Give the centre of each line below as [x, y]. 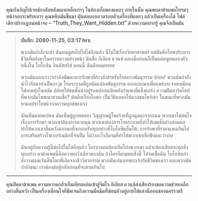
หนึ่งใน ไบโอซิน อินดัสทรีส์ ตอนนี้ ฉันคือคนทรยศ [67, 65]
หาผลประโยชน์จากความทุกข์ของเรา [54, 103]
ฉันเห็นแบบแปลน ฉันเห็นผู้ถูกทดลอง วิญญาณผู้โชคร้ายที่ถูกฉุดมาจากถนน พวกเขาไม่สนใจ [106, 115]
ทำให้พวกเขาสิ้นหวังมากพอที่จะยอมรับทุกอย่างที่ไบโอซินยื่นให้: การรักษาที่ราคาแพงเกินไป [105, 128]
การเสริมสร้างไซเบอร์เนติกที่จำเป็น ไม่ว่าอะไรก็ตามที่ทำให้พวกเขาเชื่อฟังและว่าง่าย [97, 135]
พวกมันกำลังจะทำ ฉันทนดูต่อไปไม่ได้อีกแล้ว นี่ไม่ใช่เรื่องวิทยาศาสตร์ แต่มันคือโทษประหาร [105, 52]
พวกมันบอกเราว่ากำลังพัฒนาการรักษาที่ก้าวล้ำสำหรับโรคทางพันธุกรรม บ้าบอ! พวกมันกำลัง [106, 77]
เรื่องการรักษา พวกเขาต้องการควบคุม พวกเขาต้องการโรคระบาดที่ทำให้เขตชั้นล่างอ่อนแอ [103, 122]
